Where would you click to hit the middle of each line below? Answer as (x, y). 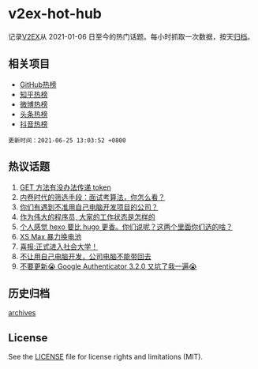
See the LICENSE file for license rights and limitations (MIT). (106, 357)
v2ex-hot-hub (55, 14)
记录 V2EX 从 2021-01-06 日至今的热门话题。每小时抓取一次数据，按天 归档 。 (131, 36)
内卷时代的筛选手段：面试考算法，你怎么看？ (92, 197)
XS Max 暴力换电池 (50, 236)
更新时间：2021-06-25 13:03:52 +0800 (67, 140)
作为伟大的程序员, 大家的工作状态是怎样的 (87, 217)
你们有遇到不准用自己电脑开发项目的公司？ (89, 207)
